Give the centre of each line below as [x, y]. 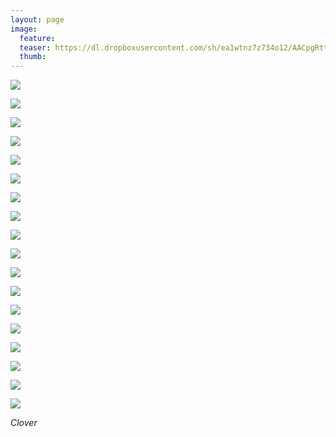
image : [24, 29]
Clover [24, 423]
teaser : [35, 47]
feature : [37, 38]
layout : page [37, 19]
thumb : [33, 57]
